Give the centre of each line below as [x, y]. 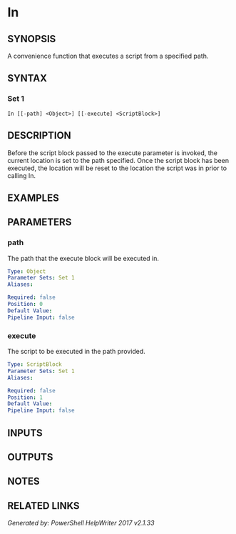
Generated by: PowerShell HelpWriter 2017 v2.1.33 [81, 523]
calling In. [22, 175]
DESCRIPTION [39, 135]
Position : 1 [25, 397]
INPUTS [25, 433]
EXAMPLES [33, 198]
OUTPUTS [30, 457]
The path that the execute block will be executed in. [83, 258]
